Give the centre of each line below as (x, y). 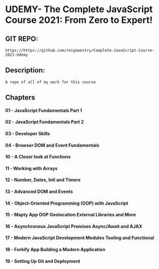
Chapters (20, 98)
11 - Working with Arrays (32, 168)
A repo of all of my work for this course (50, 82)
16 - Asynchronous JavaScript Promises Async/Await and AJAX (74, 226)
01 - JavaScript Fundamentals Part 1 (44, 110)
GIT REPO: (22, 39)
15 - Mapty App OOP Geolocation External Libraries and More (71, 215)
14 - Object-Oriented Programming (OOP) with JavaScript (67, 203)
